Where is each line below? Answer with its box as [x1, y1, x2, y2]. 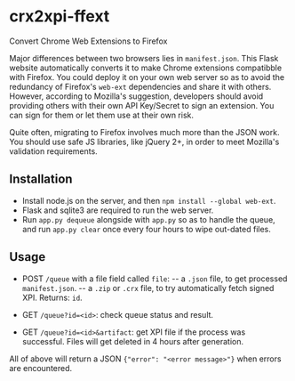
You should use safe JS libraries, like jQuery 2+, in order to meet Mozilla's [9, 136, 280, 147]
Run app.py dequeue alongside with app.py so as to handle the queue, [21, 214, 275, 224]
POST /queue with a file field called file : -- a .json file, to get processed [21, 273, 288, 284]
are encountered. [9, 362, 73, 373]
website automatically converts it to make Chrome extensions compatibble [9, 62, 283, 73]
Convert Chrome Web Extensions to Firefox [9, 36, 168, 46]
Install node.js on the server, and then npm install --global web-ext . [21, 195, 276, 206]
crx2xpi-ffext [9, 6, 110, 27]
